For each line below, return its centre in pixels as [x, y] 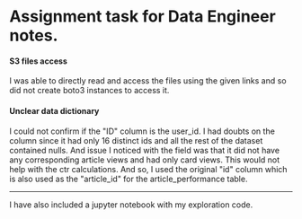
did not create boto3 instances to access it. [89, 91]
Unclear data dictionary [54, 110]
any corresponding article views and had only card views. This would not [145, 160]
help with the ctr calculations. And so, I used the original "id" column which [148, 169]
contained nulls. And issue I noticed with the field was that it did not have [145, 150]
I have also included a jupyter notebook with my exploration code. [131, 205]
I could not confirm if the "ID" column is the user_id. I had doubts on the [142, 131]
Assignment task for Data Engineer [142, 17]
